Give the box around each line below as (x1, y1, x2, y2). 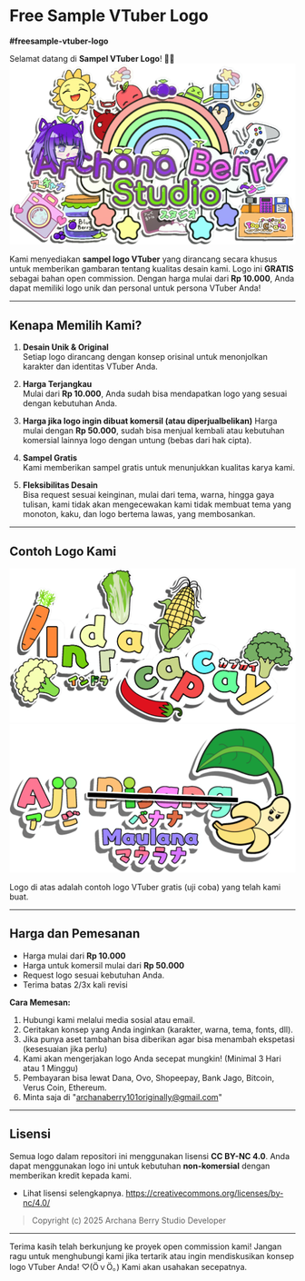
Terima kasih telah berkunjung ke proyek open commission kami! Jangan (9, 1241, 282, 1252)
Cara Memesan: (9, 997, 71, 1008)
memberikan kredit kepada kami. (9, 1169, 133, 1181)
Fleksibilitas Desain (22, 480, 98, 491)
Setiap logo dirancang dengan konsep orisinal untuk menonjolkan (22, 352, 268, 362)
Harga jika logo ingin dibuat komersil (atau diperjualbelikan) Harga (22, 415, 278, 427)
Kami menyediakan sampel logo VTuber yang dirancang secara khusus (9, 253, 278, 264)
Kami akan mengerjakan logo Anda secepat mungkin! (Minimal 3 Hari (22, 1053, 281, 1064)
